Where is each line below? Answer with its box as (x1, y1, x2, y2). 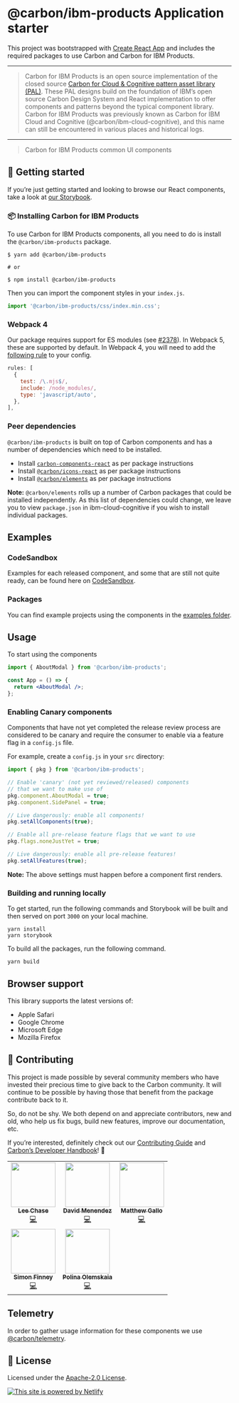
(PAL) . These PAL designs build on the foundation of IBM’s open (24, 87, 213, 96)
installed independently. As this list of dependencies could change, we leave (7, 495, 232, 504)
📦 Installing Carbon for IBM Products (7, 211, 139, 221)
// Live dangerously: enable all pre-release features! (7, 851, 176, 858)
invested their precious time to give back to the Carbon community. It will (7, 1080, 222, 1089)
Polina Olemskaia (63, 1272, 112, 1281)
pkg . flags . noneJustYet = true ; (7, 838, 100, 845)
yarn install (7, 926, 46, 933)
